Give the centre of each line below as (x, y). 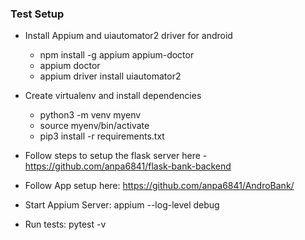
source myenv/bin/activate (94, 126)
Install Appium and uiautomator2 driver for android (128, 36)
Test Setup (37, 14)
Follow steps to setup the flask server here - (116, 156)
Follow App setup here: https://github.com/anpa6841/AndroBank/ (159, 186)
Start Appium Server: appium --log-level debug (122, 205)
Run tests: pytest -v (65, 224)
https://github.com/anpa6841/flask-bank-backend (128, 166)
